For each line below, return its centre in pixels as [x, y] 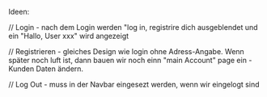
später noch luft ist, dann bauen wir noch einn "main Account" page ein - [130, 60]
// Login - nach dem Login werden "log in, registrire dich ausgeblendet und [133, 27]
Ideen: [19, 12]
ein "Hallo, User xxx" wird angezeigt [69, 36]
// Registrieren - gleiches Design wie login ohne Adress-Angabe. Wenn [126, 51]
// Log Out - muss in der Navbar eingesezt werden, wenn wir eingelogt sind [134, 84]
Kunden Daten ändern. [46, 69]
